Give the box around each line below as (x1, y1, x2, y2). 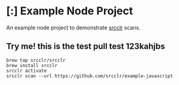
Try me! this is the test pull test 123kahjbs (6, 41, 165, 51)
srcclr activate (6, 68, 47, 74)
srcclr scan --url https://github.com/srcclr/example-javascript (6, 73, 173, 79)
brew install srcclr (6, 62, 58, 68)
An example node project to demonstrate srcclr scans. (6, 24, 141, 31)
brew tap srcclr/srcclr (6, 57, 66, 63)
